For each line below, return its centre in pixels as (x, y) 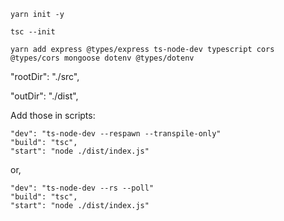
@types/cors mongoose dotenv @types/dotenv (102, 58)
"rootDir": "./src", (45, 76)
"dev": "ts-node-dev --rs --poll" (82, 188)
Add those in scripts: (53, 115)
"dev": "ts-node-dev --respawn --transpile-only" (116, 134)
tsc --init (33, 32)
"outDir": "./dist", (44, 96)
